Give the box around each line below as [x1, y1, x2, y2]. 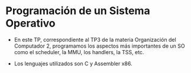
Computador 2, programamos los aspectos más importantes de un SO [14, 42, 185, 49]
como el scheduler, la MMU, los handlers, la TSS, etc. [14, 48, 144, 55]
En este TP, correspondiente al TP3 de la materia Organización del [14, 36, 177, 43]
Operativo [5, 16, 56, 30]
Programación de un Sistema [5, 4, 150, 18]
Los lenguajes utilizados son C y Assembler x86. [14, 60, 132, 67]
